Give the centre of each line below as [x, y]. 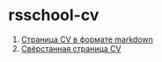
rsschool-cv [54, 15]
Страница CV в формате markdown [87, 39]
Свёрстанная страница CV [71, 48]
